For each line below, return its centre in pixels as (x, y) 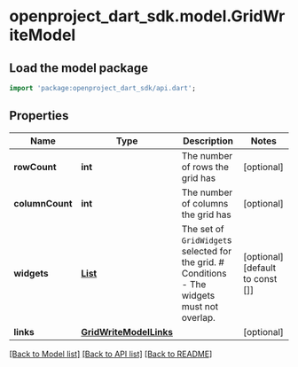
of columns (205, 203)
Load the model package (79, 68)
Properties (39, 116)
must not (200, 306)
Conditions (204, 273)
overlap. (198, 317)
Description (208, 141)
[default (259, 268)
